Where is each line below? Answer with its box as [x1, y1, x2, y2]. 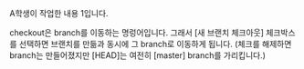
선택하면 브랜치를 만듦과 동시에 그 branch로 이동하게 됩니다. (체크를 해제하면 [18, 39, 292, 49]
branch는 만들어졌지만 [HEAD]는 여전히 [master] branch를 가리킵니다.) [9, 50, 267, 61]
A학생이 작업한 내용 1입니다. [9, 8, 109, 18]
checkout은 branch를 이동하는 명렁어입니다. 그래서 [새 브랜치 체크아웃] [9, 27, 265, 38]
